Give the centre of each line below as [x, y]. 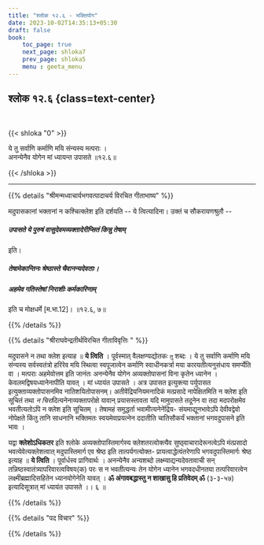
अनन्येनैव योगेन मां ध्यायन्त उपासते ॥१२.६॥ [62, 157]
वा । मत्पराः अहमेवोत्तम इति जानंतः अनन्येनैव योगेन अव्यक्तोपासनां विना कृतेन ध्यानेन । [113, 373]
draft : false [29, 30]
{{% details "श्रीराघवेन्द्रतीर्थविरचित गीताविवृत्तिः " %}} [78, 340]
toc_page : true [47, 45]
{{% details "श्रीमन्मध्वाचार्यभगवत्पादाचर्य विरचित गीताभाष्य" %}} [91, 195]
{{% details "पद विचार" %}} [49, 517]
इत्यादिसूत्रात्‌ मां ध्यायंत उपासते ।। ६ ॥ [57, 487]
